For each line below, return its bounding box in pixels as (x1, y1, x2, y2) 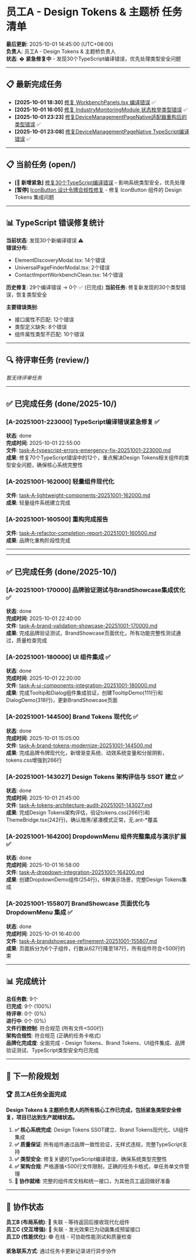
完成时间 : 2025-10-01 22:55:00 (6, 439, 80, 446)
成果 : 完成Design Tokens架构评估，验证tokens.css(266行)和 (6, 809, 150, 816)
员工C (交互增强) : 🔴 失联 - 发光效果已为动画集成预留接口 (6, 1225, 141, 1232)
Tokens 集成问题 (14, 193, 54, 200)
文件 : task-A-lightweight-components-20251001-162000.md (6, 492, 150, 499)
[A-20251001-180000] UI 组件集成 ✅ (6, 653, 111, 661)
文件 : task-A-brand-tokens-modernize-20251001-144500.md (6, 742, 153, 749)
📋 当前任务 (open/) (6, 159, 76, 170)
